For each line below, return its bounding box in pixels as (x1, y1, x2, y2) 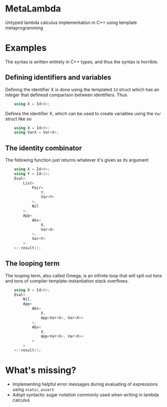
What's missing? (5, 365, 76, 376)
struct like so (5, 116, 32, 122)
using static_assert (12, 386, 54, 392)
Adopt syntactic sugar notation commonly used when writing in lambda (12, 392, 159, 398)
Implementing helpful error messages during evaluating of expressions (12, 381, 158, 387)
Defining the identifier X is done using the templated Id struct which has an (5, 86, 160, 92)
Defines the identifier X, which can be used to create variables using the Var (5, 110, 162, 116)
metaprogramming (5, 24, 43, 30)
